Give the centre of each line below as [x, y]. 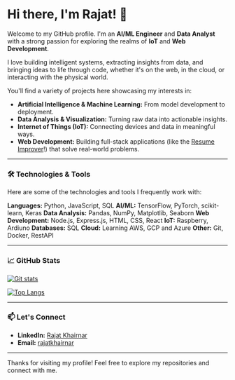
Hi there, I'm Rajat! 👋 [67, 14]
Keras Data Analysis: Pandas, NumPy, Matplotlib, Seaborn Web [117, 213]
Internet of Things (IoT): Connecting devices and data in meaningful [116, 126]
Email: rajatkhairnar [46, 342]
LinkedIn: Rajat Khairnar [52, 335]
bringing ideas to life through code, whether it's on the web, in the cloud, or [116, 69]
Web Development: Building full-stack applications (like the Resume [116, 141]
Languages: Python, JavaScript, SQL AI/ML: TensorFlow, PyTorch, [104, 205]
